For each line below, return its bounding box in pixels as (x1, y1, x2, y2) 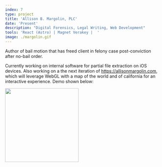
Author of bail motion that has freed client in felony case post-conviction (5, 48, 152, 54)
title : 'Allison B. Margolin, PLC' (5, 16, 78, 21)
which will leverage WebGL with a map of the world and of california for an (5, 73, 156, 79)
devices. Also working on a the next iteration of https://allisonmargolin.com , (5, 68, 158, 74)
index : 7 (5, 7, 23, 12)
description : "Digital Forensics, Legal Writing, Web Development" (5, 26, 146, 30)
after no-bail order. (5, 53, 43, 59)
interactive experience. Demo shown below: (5, 78, 94, 84)
